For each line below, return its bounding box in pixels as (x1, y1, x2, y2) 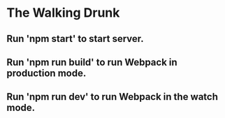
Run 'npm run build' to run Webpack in (6, 56, 177, 68)
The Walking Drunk (6, 5, 120, 21)
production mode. (6, 67, 87, 79)
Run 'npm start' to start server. (6, 33, 144, 45)
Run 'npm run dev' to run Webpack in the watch (6, 91, 218, 103)
